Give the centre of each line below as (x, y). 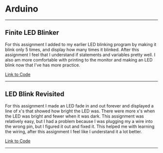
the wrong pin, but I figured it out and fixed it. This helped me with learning (80, 126)
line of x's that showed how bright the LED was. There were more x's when (80, 111)
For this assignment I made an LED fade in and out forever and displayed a (79, 106)
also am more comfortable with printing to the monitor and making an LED (79, 60)
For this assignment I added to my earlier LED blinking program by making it (81, 44)
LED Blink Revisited (35, 94)
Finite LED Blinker (32, 33)
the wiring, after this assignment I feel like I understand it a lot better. (73, 131)
